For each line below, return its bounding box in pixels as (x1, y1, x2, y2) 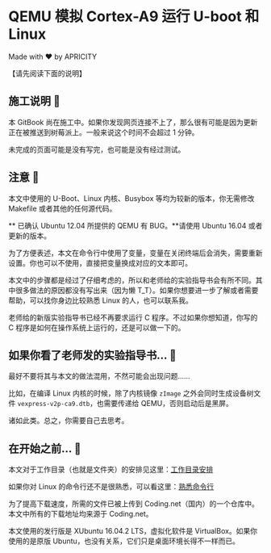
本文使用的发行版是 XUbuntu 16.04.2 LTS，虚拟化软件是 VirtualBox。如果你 (8, 526, 258, 536)
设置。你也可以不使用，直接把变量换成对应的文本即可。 (8, 258, 192, 267)
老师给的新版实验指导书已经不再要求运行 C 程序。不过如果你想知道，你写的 (8, 312, 258, 322)
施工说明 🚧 (8, 94, 60, 108)
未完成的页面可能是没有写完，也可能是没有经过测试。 (8, 145, 186, 154)
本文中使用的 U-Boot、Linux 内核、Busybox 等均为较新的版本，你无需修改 (8, 193, 255, 203)
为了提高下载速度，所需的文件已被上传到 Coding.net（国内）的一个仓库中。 (8, 499, 260, 509)
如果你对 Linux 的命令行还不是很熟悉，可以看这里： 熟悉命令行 (8, 482, 215, 492)
